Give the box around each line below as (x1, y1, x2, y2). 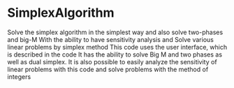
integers (7, 72, 31, 81)
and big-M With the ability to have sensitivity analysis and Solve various (7, 35, 214, 43)
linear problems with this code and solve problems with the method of (7, 65, 209, 73)
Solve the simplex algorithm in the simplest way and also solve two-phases (7, 28, 224, 36)
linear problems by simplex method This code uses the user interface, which (7, 43, 228, 51)
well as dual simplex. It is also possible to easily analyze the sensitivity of (7, 57, 218, 66)
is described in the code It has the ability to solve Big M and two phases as (7, 50, 222, 59)
